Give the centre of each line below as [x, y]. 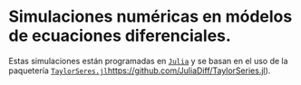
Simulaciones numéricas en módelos [150, 17]
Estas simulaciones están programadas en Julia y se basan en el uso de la [148, 61]
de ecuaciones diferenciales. [120, 36]
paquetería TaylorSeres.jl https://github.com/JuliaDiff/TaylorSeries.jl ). [140, 71]
